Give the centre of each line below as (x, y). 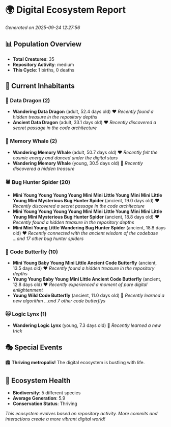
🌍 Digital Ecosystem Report (66, 10)
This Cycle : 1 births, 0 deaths (44, 70)
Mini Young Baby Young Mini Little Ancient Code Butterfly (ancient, (84, 263)
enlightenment (28, 290)
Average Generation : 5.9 (39, 398)
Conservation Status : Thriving (45, 404)
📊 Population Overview (44, 44)
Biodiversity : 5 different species (47, 393)
